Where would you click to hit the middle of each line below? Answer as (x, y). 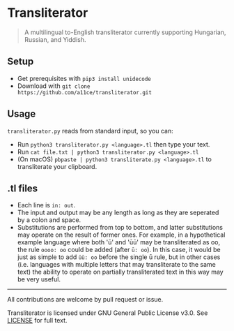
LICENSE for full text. (37, 321)
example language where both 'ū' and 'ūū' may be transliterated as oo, (119, 242)
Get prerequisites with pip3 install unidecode (84, 78)
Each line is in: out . (46, 205)
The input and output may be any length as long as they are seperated (118, 213)
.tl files (23, 188)
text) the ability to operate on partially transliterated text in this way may (120, 272)
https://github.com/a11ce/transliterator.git (84, 92)
